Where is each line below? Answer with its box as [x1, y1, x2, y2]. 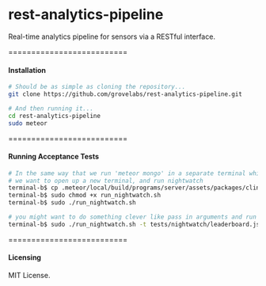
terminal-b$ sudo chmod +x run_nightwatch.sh [8, 192, 161, 200]
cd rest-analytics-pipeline [8, 112, 101, 120]
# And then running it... [8, 105, 93, 112]
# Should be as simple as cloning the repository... [8, 83, 186, 91]
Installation [8, 65, 46, 74]
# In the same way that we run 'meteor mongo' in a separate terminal [8, 169, 246, 177]
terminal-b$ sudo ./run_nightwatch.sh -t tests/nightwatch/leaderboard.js [8, 220, 260, 228]
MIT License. [8, 271, 51, 280]
